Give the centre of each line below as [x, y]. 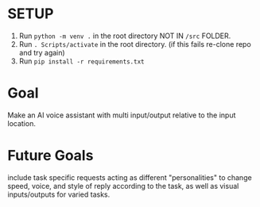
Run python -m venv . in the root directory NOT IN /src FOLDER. [125, 36]
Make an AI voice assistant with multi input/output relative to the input [122, 115]
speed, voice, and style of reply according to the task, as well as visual [123, 186]
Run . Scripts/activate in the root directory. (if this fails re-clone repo [135, 44]
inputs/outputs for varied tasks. [59, 194]
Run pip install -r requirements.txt [81, 61]
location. [22, 123]
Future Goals [50, 156]
